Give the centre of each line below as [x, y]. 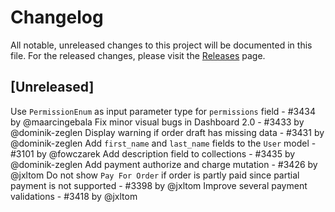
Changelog [57, 17]
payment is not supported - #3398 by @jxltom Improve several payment [159, 185]
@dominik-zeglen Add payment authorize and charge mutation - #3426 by [164, 164]
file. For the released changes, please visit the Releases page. [138, 55]
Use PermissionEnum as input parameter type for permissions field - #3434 [163, 111]
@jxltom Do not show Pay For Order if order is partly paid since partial [155, 175]
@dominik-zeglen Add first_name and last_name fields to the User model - [163, 143]
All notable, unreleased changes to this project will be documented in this [161, 45]
